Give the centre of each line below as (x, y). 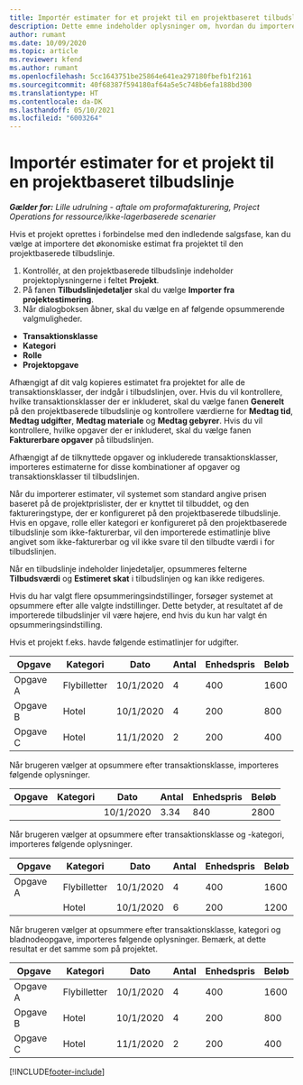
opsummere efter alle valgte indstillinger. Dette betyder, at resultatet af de (147, 606)
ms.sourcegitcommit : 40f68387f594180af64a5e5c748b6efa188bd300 (131, 85)
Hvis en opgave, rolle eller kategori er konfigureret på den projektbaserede (148, 523)
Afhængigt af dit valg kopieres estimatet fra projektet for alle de (128, 382)
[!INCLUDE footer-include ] (57, 1072)
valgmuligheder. (52, 319)
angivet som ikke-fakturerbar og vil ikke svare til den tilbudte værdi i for (142, 542)
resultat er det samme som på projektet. (83, 949)
